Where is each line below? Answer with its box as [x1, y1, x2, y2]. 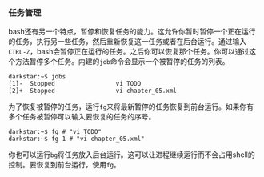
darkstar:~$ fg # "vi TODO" [8, 128, 102, 136]
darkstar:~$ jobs [8, 73, 66, 81]
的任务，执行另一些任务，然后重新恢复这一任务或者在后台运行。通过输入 [8, 37, 246, 46]
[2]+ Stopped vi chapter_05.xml [8, 86, 178, 95]
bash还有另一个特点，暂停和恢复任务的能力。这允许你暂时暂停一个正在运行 [8, 26, 256, 37]
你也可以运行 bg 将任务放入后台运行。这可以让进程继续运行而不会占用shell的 [8, 150, 255, 159]
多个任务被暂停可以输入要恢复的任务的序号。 [8, 112, 156, 122]
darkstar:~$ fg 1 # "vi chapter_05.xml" [8, 135, 146, 143]
